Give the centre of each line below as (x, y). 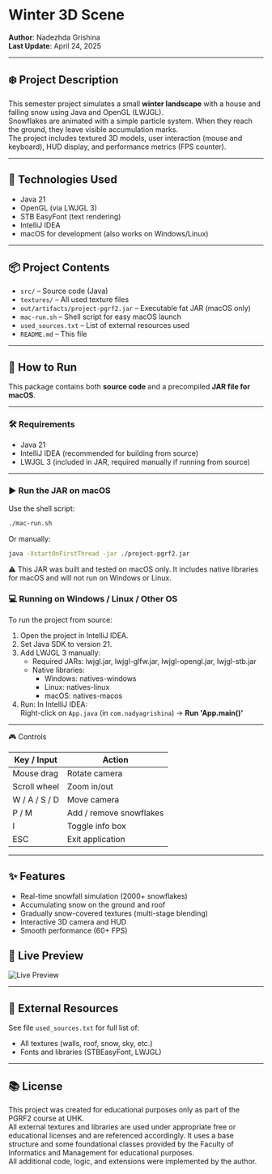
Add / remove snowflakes (115, 813)
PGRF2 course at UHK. (47, 1118)
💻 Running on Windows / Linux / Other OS (93, 599)
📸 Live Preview (46, 956)
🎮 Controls (28, 736)
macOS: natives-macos (83, 695)
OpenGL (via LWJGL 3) (58, 207)
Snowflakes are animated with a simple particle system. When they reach (130, 121)
